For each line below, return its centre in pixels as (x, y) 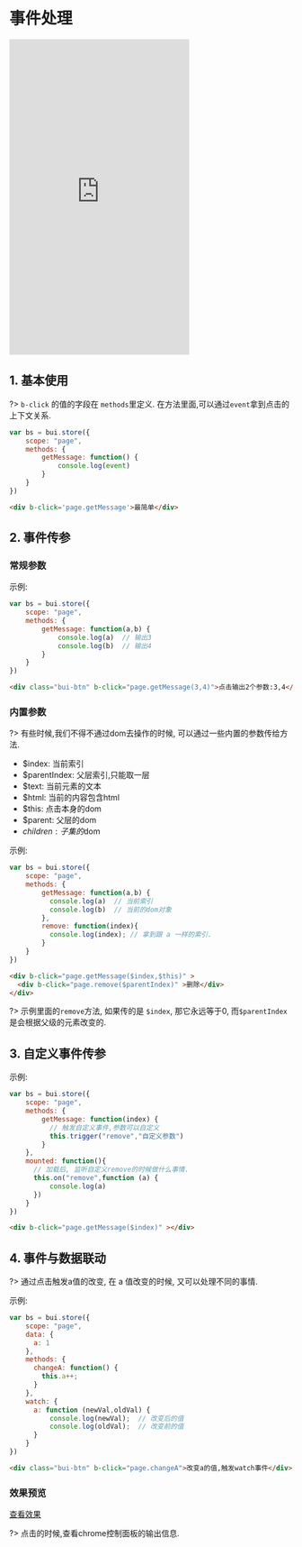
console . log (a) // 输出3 (104, 637)
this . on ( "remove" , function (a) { (96, 1178)
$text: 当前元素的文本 (62, 786)
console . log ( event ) (93, 466)
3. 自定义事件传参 (58, 1053)
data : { (40, 1334)
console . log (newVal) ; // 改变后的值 (116, 1418)
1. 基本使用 (39, 381)
